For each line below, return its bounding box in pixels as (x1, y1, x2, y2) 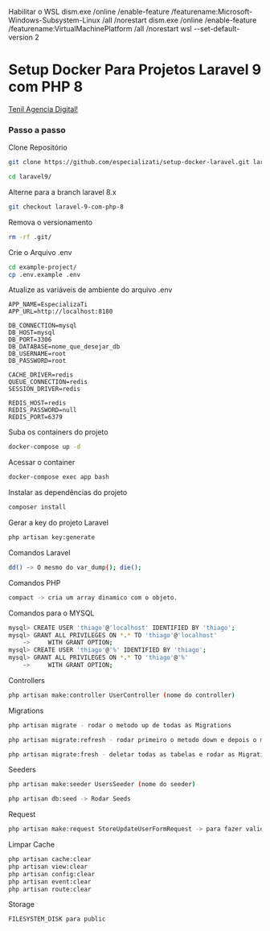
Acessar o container (8, 458, 76, 468)
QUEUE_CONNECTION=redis (8, 378, 88, 386)
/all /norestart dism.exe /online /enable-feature (101, 15, 257, 25)
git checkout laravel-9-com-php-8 (8, 203, 125, 211)
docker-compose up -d (8, 443, 81, 451)
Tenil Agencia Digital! (8, 104, 79, 113)
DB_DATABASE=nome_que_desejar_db (8, 343, 121, 351)
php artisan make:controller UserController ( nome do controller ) (8, 691, 235, 699)
